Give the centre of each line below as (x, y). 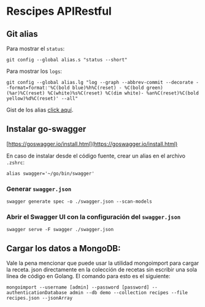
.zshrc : (15, 162)
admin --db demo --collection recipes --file (129, 293)
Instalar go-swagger (46, 129)
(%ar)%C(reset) (26, 93)
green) (155, 88)
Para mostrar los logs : (34, 71)
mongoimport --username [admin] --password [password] (78, 287)
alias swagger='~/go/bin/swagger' (51, 173)
